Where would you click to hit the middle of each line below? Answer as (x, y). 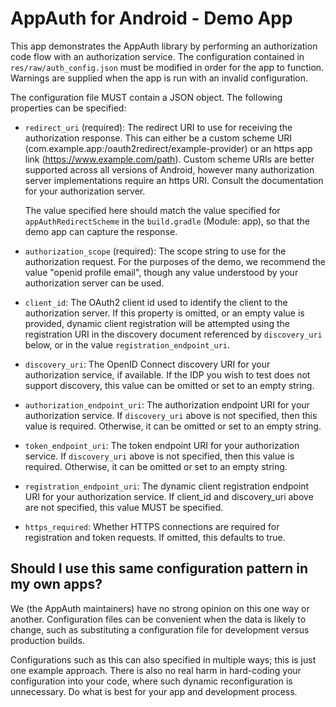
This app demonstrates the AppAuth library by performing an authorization (164, 46)
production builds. (48, 640)
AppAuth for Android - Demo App (151, 18)
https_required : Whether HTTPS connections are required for (152, 526)
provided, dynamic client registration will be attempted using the (157, 323)
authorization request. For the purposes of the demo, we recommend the (175, 261)
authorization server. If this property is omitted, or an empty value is (164, 313)
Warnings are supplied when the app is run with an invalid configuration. (159, 78)
